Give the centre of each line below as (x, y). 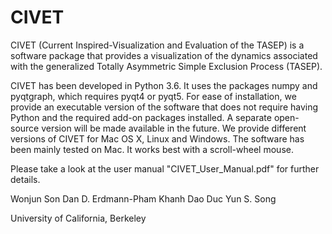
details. (25, 179)
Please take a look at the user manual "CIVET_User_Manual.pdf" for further (165, 168)
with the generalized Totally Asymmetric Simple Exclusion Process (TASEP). (166, 66)
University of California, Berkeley (78, 218)
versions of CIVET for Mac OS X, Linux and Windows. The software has (157, 138)
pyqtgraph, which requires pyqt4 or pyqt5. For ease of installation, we (153, 96)
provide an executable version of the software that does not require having (164, 107)
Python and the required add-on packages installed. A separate (141, 117)
